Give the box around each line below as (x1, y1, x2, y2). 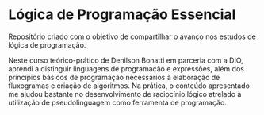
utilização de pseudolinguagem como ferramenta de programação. (8, 98, 228, 107)
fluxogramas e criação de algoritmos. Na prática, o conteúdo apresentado (8, 81, 250, 90)
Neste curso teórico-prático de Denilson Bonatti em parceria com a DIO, (8, 56, 243, 65)
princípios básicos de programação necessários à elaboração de (8, 72, 220, 82)
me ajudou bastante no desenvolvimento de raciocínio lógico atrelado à (8, 89, 242, 98)
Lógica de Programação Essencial (8, 6, 236, 24)
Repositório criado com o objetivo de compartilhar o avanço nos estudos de (8, 32, 256, 41)
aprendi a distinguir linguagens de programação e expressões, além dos (8, 63, 244, 73)
